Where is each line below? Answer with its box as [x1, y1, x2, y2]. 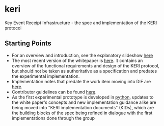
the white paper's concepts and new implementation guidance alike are [11, 99, 157, 105]
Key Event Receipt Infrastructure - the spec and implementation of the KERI [4, 20, 157, 26]
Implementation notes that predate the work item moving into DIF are [11, 78, 151, 84]
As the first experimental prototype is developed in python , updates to [11, 94, 154, 100]
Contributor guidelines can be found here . [11, 89, 97, 94]
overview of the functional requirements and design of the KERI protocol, [11, 63, 160, 68]
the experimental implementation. [11, 73, 80, 79]
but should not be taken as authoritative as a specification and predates [11, 68, 157, 74]
